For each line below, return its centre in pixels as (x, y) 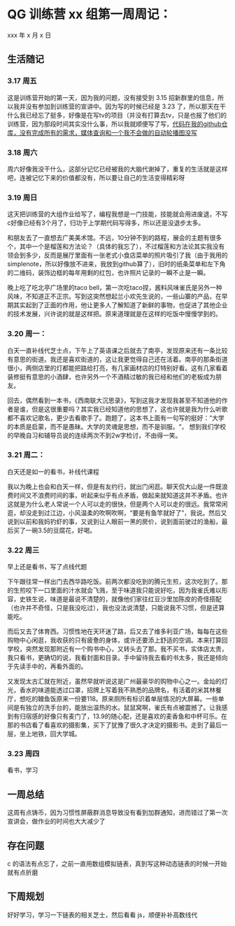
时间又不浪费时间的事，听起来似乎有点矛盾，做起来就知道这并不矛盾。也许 (120, 495)
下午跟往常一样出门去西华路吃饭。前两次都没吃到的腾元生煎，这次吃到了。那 (117, 582)
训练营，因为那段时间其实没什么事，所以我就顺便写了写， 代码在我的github (114, 124)
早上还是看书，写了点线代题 (47, 567)
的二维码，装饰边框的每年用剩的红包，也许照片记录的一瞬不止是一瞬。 (108, 273)
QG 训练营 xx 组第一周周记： (90, 14)
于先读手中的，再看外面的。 (47, 666)
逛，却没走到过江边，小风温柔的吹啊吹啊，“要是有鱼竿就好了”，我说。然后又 (117, 512)
